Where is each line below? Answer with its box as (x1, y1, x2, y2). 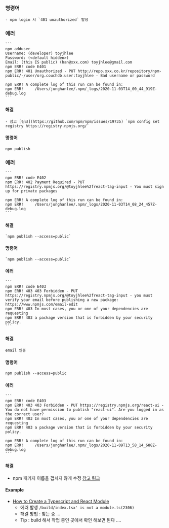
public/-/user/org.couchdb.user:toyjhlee (5, 73, 94, 78)
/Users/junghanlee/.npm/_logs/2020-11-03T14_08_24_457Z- (34, 202, 157, 207)
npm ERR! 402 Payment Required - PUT (5, 180, 85, 185)
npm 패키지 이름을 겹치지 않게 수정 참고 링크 (12, 475, 100, 481)
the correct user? (5, 411, 44, 417)
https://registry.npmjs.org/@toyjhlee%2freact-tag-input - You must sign (5, 184, 164, 189)
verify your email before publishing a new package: (5, 297, 119, 303)
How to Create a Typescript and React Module (12, 498, 109, 504)
